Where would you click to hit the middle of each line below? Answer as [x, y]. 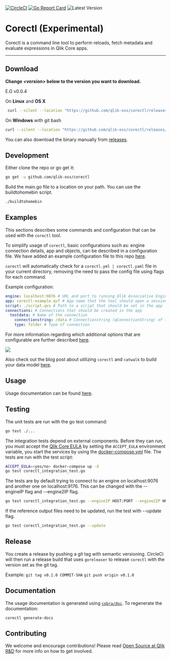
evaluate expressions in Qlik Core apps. [47, 48]
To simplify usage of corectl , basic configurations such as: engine [75, 245]
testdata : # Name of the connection [49, 315]
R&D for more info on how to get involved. [49, 651]
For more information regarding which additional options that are [73, 334]
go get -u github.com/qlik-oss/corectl [48, 177]
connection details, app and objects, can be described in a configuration [81, 251]
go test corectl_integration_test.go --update [55, 526]
